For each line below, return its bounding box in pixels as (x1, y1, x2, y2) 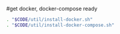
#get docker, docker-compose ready (6, 5, 98, 12)
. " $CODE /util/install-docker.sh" (6, 17, 93, 23)
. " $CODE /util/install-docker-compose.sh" (6, 22, 115, 28)
